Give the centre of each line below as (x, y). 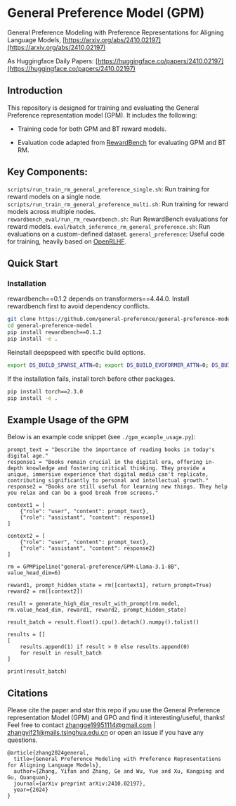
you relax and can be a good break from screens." (83, 493)
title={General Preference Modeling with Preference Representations (117, 759)
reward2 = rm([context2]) (45, 592)
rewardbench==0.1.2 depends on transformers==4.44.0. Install (98, 299)
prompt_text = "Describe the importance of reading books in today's (111, 450)
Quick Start (33, 263)
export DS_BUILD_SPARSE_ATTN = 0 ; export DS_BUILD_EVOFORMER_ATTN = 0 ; (108, 365)
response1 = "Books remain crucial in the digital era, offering (105, 462)
